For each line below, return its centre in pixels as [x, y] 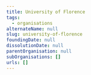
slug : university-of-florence [45, 34]
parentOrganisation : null [39, 51]
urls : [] [17, 62]
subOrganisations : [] [34, 57]
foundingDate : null [31, 40]
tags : [13, 18]
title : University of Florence [46, 12]
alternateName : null [32, 29]
